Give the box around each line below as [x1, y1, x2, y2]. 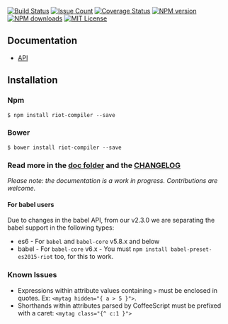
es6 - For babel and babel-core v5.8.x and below [17, 238, 160, 246]
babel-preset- [171, 246, 212, 253]
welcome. [7, 184, 36, 193]
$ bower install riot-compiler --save [7, 144, 122, 151]
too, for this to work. [54, 252, 114, 261]
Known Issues [7, 270, 57, 280]
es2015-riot [17, 254, 53, 261]
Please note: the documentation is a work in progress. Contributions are [7, 177, 218, 185]
